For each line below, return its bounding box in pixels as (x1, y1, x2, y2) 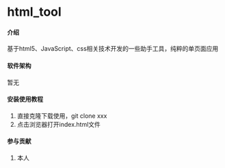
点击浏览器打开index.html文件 (16, 120, 101, 128)
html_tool (7, 4, 62, 20)
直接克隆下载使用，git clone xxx (16, 111, 107, 120)
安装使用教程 (7, 95, 43, 104)
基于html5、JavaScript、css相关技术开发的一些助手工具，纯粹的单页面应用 (7, 45, 219, 53)
